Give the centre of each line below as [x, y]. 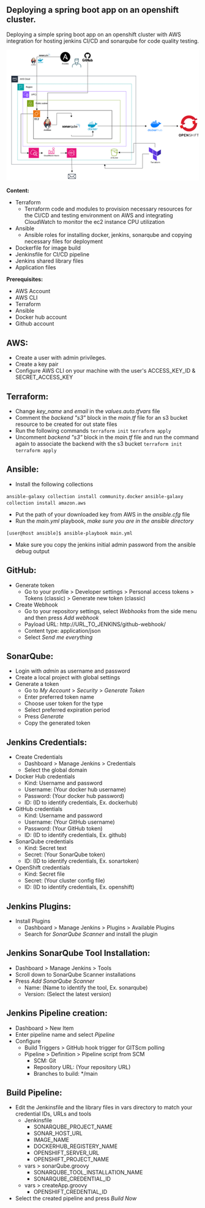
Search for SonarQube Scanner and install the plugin [91, 934]
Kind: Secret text [46, 848]
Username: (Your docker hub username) [75, 789]
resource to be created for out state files [66, 424]
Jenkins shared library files [49, 261]
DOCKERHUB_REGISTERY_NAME [76, 1146]
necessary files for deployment [63, 242]
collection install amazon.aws [46, 503]
